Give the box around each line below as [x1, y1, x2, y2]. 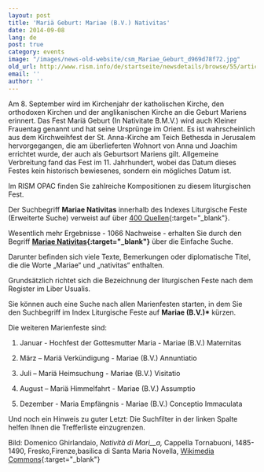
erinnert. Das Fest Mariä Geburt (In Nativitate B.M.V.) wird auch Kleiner [8, 116, 237, 125]
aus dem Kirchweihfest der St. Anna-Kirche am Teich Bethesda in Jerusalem [8, 132, 256, 142]
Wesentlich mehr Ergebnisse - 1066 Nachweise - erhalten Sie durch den [8, 228, 242, 238]
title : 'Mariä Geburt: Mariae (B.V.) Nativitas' [8, 19, 170, 27]
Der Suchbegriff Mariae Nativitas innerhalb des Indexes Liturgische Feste [8, 205, 247, 214]
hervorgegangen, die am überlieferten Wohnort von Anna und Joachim [8, 141, 238, 150]
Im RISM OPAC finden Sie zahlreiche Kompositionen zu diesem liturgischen [8, 181, 251, 190]
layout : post [8, 11, 51, 20]
